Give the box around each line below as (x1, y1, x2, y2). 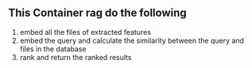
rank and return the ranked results (19, 52, 132, 62)
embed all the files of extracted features (19, 27, 151, 36)
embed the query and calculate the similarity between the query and (19, 36, 245, 45)
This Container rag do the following (8, 6, 187, 20)
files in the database (19, 43, 87, 54)
